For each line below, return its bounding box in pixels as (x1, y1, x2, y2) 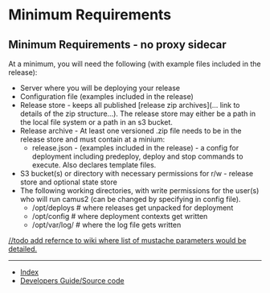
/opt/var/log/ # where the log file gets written (31, 220, 182, 229)
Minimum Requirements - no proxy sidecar (8, 38, 227, 52)
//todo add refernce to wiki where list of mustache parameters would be (8, 236, 247, 245)
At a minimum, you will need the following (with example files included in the (8, 59, 261, 68)
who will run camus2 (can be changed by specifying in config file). (19, 195, 241, 204)
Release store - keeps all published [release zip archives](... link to (19, 101, 240, 109)
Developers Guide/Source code (19, 276, 125, 285)
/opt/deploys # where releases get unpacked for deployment (31, 203, 234, 213)
